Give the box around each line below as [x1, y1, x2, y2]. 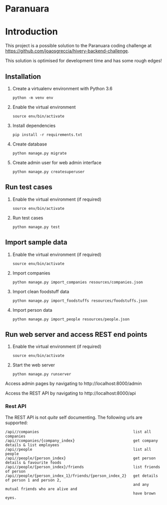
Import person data [12, 307, 53, 313]
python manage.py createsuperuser [12, 169, 85, 174]
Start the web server [12, 362, 55, 368]
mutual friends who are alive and [5, 486, 78, 491]
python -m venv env [12, 95, 54, 100]
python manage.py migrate [12, 151, 67, 156]
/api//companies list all [5, 429, 151, 434]
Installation [5, 72, 41, 81]
